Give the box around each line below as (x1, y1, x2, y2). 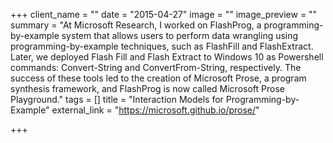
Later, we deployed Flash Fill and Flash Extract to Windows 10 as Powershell (10, 51, 324, 63)
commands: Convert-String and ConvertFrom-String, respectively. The (10, 62, 302, 73)
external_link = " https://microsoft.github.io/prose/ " (51, 104, 260, 116)
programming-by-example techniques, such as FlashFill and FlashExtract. (10, 40, 314, 52)
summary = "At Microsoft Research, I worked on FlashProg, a (10, 19, 262, 31)
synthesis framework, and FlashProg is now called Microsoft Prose (10, 83, 285, 94)
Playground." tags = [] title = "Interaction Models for (10, 94, 224, 105)
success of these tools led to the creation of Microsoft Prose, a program (10, 72, 307, 84)
